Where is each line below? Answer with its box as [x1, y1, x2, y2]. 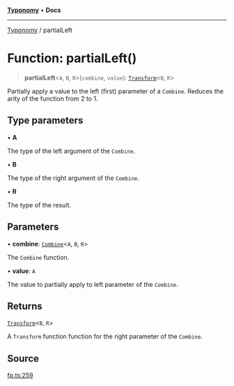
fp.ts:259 [7, 371, 33, 380]
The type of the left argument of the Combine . [7, 147, 136, 155]
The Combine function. [7, 253, 70, 261]
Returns [7, 300, 43, 312]
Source [7, 352, 40, 364]
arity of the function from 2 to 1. [7, 94, 98, 103]
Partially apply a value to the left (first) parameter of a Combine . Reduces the [7, 87, 224, 95]
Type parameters [7, 114, 84, 126]
